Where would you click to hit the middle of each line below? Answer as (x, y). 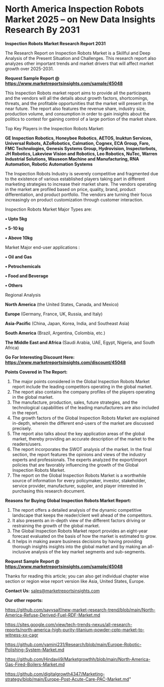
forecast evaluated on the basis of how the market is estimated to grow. (84, 536)
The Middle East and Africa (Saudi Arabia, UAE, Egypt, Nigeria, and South (80, 342)
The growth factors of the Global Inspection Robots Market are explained (86, 418)
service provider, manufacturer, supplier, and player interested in (77, 486)
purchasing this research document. (49, 491)
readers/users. (27, 444)
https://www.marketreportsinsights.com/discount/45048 (66, 362)
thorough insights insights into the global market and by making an (79, 547)
